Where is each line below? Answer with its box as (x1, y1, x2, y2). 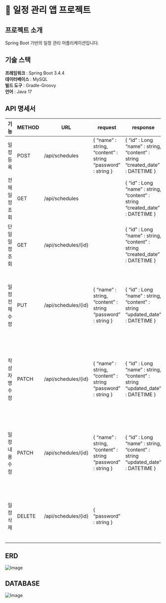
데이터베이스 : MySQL (5, 76, 48, 82)
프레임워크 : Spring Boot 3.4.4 (5, 70, 65, 76)
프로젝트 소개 (5, 26, 43, 34)
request (97, 124, 117, 131)
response (131, 124, 155, 131)
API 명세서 (5, 105, 36, 113)
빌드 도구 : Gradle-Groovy (5, 82, 56, 88)
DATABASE (5, 579, 40, 588)
